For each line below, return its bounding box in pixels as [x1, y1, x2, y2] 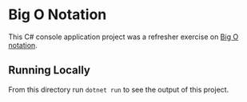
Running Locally [8, 64, 90, 77]
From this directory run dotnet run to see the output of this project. [8, 84, 229, 94]
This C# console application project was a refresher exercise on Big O [8, 32, 239, 41]
